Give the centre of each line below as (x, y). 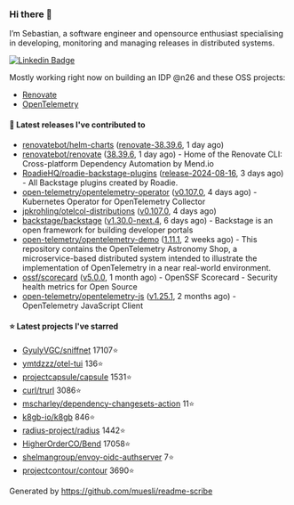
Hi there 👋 (31, 14)
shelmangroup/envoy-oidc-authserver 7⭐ (98, 457)
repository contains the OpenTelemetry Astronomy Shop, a (130, 248)
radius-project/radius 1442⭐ (74, 430)
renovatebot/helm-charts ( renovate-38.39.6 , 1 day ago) (123, 144)
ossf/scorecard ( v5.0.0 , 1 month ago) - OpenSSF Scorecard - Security (150, 277)
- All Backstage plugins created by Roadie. (100, 183)
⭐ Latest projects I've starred (64, 326)
